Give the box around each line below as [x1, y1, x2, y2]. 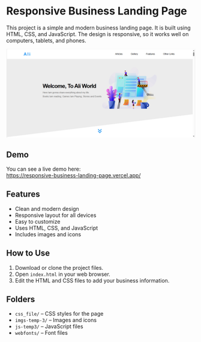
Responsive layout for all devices [14, 212, 97, 219]
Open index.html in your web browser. [14, 270, 111, 278]
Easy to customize [14, 218, 61, 225]
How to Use [6, 248, 50, 258]
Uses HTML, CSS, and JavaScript [14, 224, 98, 231]
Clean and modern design [14, 205, 79, 212]
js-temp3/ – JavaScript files [14, 323, 83, 330]
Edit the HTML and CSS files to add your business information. [14, 276, 170, 284]
